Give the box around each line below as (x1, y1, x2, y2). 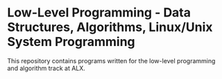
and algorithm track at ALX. (7, 64, 85, 72)
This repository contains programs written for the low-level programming (7, 56, 216, 65)
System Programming (7, 34, 135, 49)
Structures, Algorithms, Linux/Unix (7, 19, 213, 35)
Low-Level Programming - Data (7, 5, 191, 21)
